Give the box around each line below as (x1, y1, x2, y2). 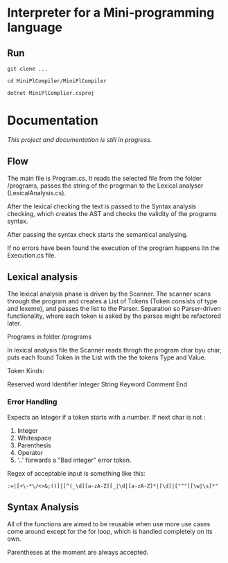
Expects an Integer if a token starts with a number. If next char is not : (7, 413, 206, 421)
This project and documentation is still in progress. (7, 135, 152, 143)
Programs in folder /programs (7, 332, 92, 341)
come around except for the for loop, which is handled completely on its (7, 527, 213, 535)
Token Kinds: (7, 366, 45, 375)
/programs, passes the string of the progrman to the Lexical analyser (7, 181, 204, 190)
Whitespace (17, 434, 52, 442)
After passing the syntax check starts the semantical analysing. (7, 230, 188, 238)
